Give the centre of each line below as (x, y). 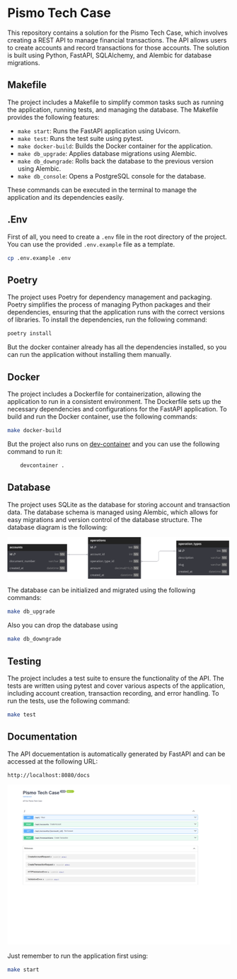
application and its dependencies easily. (66, 197)
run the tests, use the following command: (69, 701)
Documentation (42, 737)
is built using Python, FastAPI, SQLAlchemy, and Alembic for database (110, 55)
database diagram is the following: (58, 527)
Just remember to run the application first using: (78, 956)
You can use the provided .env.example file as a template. (91, 244)
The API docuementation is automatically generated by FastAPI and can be (116, 754)
